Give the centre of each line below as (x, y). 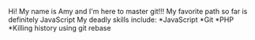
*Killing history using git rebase (60, 28)
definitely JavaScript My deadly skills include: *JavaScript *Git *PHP (121, 20)
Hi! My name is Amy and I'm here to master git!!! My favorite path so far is (128, 11)
